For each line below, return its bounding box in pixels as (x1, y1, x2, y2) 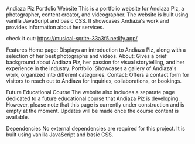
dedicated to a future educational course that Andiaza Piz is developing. (6, 95, 180, 102)
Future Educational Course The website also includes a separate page (6, 89, 175, 95)
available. (6, 114, 29, 121)
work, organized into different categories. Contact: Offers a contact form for (6, 71, 189, 78)
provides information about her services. (6, 23, 104, 30)
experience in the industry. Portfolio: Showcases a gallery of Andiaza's (6, 65, 177, 72)
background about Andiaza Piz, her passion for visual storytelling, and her (6, 59, 185, 66)
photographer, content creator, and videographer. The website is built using (6, 11, 189, 18)
